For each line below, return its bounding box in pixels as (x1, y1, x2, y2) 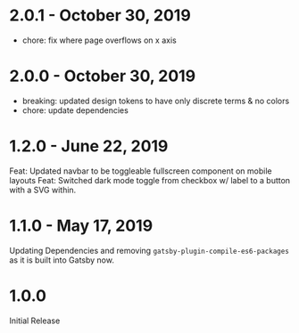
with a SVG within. (9, 184, 77, 195)
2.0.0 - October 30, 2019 (9, 66, 196, 86)
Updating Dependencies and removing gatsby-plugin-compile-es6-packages (9, 245, 290, 256)
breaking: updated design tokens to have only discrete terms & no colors (21, 95, 290, 106)
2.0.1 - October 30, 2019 (9, 5, 192, 26)
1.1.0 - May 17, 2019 (9, 215, 154, 236)
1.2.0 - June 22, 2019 (9, 136, 169, 157)
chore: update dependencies (21, 104, 129, 116)
